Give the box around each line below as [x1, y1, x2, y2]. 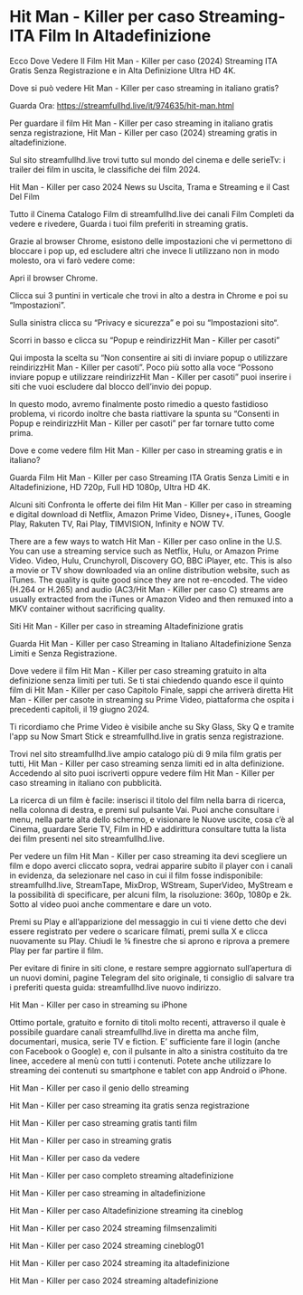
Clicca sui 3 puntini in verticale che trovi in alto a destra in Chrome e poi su [9, 289, 289, 300]
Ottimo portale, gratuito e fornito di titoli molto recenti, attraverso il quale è [9, 1016, 287, 1027]
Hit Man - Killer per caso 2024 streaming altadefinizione [9, 1275, 219, 1286]
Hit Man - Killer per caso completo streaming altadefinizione [9, 1169, 234, 1181]
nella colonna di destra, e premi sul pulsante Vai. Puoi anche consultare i [9, 804, 279, 815]
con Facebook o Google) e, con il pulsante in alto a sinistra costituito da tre [9, 1045, 288, 1056]
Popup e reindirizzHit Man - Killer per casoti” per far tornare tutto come [9, 418, 275, 429]
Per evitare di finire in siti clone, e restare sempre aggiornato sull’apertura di [9, 962, 292, 973]
